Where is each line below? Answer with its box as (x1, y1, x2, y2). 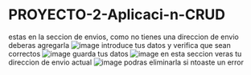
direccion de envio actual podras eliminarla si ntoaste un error (8, 57, 244, 67)
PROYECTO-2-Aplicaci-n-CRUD (8, 6, 225, 24)
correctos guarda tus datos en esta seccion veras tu (8, 49, 242, 58)
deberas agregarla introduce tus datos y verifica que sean (8, 40, 231, 49)
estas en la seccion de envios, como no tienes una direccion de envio (8, 32, 239, 41)
